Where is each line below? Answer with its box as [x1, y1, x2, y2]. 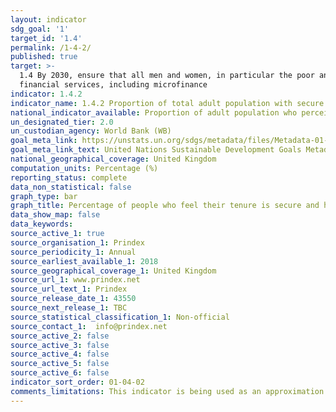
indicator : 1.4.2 [10, 89, 83, 99]
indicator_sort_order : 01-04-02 [10, 377, 145, 387]
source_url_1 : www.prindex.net [10, 275, 141, 285]
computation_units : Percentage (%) [10, 163, 159, 173]
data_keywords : [10, 219, 74, 230]
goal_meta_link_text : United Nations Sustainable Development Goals [10, 145, 302, 155]
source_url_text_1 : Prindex [10, 284, 128, 295]
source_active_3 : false [10, 340, 110, 350]
